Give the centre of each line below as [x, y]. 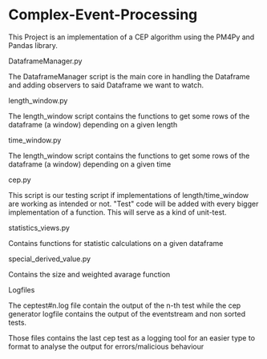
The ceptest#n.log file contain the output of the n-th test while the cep [125, 305]
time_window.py [35, 140]
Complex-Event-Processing [103, 15]
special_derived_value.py [49, 259]
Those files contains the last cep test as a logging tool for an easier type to [131, 337]
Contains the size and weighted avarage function [89, 274]
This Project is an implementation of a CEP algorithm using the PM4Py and [131, 37]
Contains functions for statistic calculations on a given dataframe [116, 243]
